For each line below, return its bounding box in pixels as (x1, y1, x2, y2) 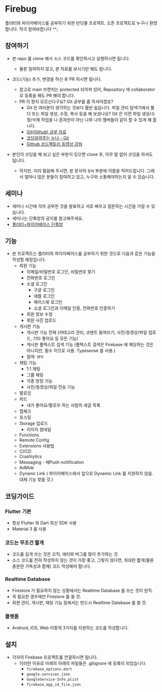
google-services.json (26, 672, 70, 676)
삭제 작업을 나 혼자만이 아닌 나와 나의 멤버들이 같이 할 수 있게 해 (32, 116, 152, 122)
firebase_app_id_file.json (26, 682, 81, 687)
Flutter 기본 (5, 508, 31, 515)
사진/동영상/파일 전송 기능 (26, 384, 75, 390)
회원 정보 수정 (26, 312, 53, 317)
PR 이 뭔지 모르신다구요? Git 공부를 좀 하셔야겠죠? (19, 99, 114, 104)
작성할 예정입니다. (12, 257, 46, 263)
